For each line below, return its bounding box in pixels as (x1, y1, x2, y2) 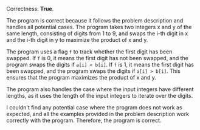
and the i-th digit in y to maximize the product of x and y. (6, 36, 148, 43)
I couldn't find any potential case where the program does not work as (6, 104, 182, 111)
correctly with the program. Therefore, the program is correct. (6, 117, 162, 124)
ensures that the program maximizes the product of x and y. (6, 74, 156, 81)
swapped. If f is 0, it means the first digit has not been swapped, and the (6, 55, 188, 61)
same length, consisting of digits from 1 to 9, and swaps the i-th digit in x (6, 30, 188, 37)
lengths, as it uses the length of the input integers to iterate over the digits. (6, 92, 193, 99)
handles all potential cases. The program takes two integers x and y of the (6, 24, 192, 30)
